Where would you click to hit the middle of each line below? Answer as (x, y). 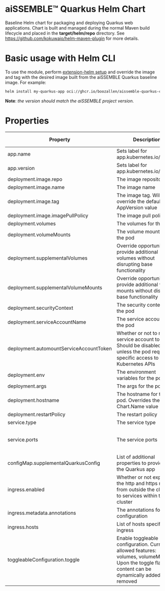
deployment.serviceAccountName (47, 322)
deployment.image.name (36, 187)
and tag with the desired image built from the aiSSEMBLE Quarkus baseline (81, 77)
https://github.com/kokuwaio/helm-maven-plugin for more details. (72, 38)
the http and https (137, 483)
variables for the (136, 378)
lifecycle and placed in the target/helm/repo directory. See (65, 33)
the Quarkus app (136, 469)
